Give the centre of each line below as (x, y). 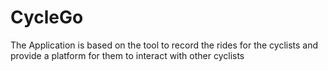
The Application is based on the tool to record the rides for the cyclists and (164, 45)
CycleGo (47, 17)
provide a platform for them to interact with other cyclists (127, 55)
